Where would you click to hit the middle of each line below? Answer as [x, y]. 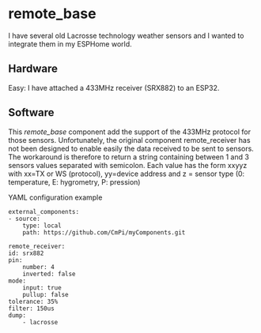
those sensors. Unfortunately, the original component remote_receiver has [129, 140]
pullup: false [45, 294]
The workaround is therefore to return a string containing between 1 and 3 [129, 157]
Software [31, 112]
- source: [25, 219]
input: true [42, 288]
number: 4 [39, 267]
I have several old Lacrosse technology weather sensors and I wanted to [126, 36]
